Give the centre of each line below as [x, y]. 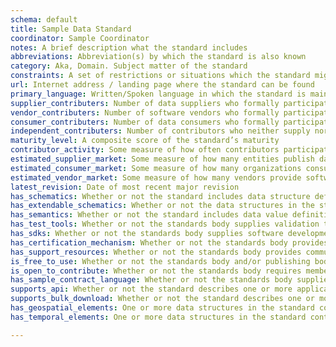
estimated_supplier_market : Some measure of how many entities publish [162, 159]
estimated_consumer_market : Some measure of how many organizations [156, 168]
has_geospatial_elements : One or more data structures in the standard [162, 308]
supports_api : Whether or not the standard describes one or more [151, 289]
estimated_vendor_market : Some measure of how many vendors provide [156, 177]
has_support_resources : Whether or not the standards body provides [156, 252]
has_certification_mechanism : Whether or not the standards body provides [169, 242]
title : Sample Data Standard [71, 29]
